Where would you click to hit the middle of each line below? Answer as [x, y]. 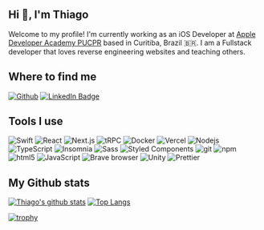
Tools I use [36, 121]
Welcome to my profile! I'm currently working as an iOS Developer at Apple [132, 34]
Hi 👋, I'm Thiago [49, 15]
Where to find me [53, 77]
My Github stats [49, 182]
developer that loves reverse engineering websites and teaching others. [127, 51]
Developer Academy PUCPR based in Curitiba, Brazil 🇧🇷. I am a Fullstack [130, 42]
